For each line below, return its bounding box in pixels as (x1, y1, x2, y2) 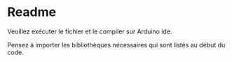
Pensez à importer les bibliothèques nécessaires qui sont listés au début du (7, 40, 226, 49)
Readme (7, 4, 57, 20)
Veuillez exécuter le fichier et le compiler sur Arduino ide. (7, 27, 172, 36)
